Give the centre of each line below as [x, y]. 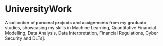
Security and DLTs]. [25, 38]
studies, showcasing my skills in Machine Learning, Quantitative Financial [81, 27]
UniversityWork [39, 9]
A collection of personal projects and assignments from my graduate [76, 23]
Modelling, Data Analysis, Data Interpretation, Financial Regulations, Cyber [81, 33]
